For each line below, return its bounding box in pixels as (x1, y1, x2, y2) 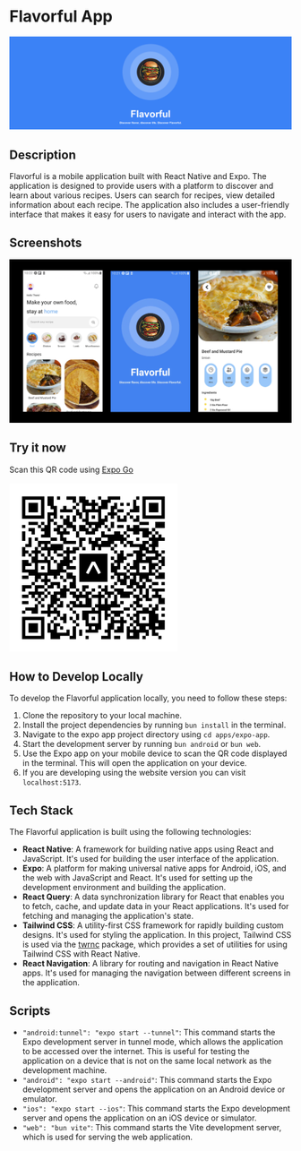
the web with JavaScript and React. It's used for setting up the (21, 872, 254, 883)
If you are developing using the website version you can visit (21, 768, 246, 778)
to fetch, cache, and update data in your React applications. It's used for (21, 901, 289, 912)
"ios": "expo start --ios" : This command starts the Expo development (21, 1104, 291, 1114)
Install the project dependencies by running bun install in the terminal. (21, 719, 287, 731)
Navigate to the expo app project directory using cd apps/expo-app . (21, 729, 271, 740)
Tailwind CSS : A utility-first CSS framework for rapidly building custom (21, 920, 284, 931)
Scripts (9, 1003, 51, 1018)
